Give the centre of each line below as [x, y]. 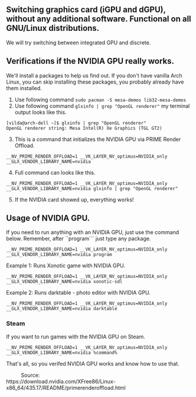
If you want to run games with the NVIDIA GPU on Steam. [76, 337]
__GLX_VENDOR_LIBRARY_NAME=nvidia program [59, 255]
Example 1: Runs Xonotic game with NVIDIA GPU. [66, 265]
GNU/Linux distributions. [53, 28]
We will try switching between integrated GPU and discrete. [79, 42]
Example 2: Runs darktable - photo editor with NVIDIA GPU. [78, 293]
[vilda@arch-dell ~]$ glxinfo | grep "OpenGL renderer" [76, 123]
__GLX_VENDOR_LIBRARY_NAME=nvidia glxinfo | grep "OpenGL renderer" [92, 188]
